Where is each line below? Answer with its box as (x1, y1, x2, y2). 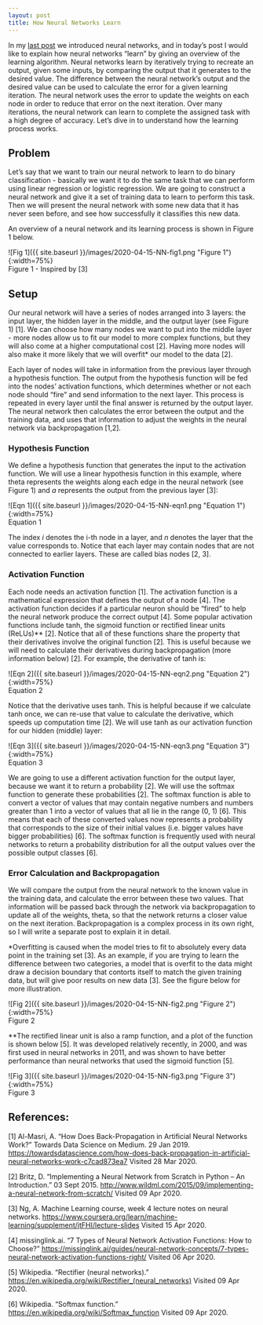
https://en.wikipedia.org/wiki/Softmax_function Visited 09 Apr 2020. (8, 1308, 228, 1317)
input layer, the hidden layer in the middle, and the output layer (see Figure (8, 316, 249, 326)
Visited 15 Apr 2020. (141, 1220, 206, 1229)
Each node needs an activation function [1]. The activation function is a (8, 586, 238, 597)
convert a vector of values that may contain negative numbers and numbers (8, 798, 254, 807)
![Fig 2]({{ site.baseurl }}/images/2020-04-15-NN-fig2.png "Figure (8, 999, 225, 1009)
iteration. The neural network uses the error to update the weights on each (8, 90, 250, 100)
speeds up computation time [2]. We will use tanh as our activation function (8, 717, 253, 727)
